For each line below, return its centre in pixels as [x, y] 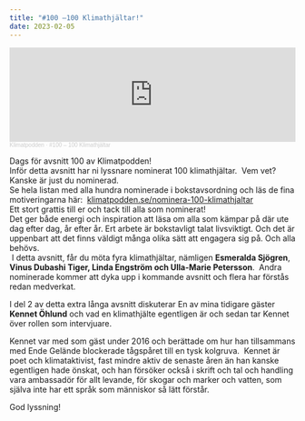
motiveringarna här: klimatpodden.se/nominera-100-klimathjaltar [132, 199]
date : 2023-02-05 [42, 26]
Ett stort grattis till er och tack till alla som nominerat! [108, 209]
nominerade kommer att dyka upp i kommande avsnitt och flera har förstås [149, 276]
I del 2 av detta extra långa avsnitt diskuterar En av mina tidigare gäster [142, 304]
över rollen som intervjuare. [61, 323]
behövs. [25, 247]
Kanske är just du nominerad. [64, 180]
